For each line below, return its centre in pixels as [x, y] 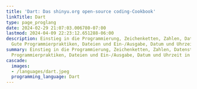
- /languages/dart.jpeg [40, 71]
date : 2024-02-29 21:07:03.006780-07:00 [56, 28]
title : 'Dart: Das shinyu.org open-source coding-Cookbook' [81, 11]
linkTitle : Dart [26, 17]
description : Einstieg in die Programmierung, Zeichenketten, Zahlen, [94, 39]
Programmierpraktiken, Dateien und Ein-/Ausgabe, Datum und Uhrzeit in [101, 55]
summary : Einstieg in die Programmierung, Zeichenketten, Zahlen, [89, 50]
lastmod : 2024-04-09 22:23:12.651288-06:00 [60, 33]
